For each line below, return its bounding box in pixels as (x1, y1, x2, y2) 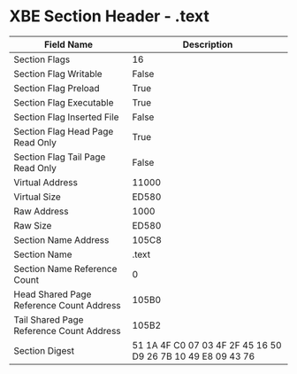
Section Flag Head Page (13, 125, 114, 137)
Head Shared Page (13, 288, 92, 300)
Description (182, 38, 233, 51)
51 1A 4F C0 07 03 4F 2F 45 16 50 (132, 339, 282, 351)
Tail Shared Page (13, 313, 84, 325)
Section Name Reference (13, 262, 118, 275)
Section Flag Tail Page (13, 151, 106, 163)
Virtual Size (13, 191, 62, 203)
